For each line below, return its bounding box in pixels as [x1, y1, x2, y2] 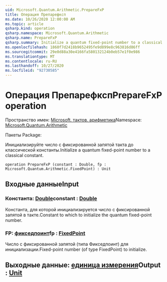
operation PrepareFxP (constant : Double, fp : [5, 162, 107, 167]
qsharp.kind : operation [5, 26, 55, 31]
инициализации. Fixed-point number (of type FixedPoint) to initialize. [5, 246, 147, 252]
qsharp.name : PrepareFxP [5, 36, 57, 41]
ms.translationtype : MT [5, 54, 55, 59]
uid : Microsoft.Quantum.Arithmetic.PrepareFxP [5, 7, 104, 13]
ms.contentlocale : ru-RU [5, 59, 57, 64]
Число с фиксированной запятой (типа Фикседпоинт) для [5, 241, 129, 247]
